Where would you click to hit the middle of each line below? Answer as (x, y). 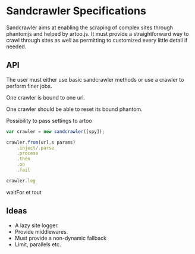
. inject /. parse (36, 148)
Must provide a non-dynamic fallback (61, 238)
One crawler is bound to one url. (45, 97)
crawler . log (21, 181)
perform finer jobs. (29, 86)
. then (24, 159)
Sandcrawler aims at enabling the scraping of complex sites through (90, 27)
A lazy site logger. (37, 225)
